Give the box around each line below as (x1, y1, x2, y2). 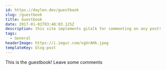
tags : (5, 31, 17, 36)
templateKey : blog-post (5, 45, 56, 50)
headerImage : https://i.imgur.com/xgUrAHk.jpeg (5, 41, 109, 46)
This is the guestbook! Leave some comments (5, 59, 102, 65)
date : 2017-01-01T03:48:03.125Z (5, 21, 74, 27)
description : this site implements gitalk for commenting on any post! (5, 26, 161, 31)
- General (10, 36, 31, 41)
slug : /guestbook (5, 12, 43, 17)
